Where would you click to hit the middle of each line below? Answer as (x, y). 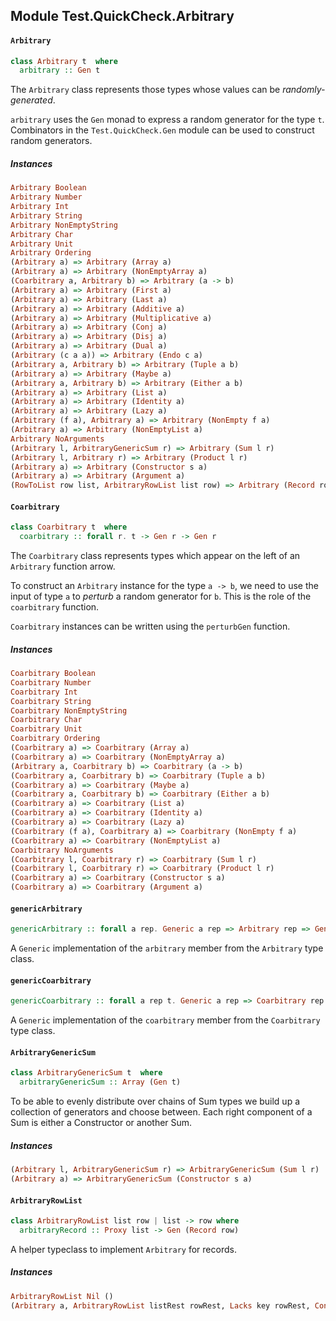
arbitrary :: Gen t (60, 70)
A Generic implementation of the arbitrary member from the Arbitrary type (167, 948)
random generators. (51, 141)
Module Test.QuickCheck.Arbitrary (122, 16)
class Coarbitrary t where (69, 527)
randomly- (304, 90)
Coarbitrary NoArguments (62, 850)
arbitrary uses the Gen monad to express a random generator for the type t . (167, 120)
